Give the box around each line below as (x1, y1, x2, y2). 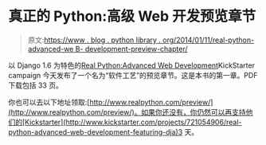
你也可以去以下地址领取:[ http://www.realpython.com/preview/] (8, 97, 213, 107)
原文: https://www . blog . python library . (27, 35, 162, 45)
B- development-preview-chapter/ (75, 44, 188, 53)
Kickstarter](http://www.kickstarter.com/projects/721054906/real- (25, 117, 242, 127)
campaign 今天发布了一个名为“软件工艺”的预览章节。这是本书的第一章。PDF (8, 70, 258, 80)
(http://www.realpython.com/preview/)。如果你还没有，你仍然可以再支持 (8, 107, 247, 116)
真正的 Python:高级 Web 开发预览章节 (8, 7, 256, 25)
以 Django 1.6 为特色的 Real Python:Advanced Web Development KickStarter (8, 61, 255, 70)
